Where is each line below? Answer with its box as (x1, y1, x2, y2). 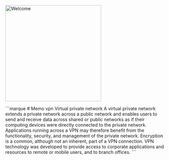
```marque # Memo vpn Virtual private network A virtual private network (5, 106, 156, 111)
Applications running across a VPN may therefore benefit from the (5, 127, 144, 133)
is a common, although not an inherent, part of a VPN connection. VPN (5, 138, 154, 144)
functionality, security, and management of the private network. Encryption (5, 133, 163, 138)
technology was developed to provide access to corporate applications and (5, 144, 164, 150)
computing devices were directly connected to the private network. (5, 122, 147, 128)
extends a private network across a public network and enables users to (5, 111, 157, 117)
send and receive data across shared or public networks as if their (5, 116, 144, 123)
